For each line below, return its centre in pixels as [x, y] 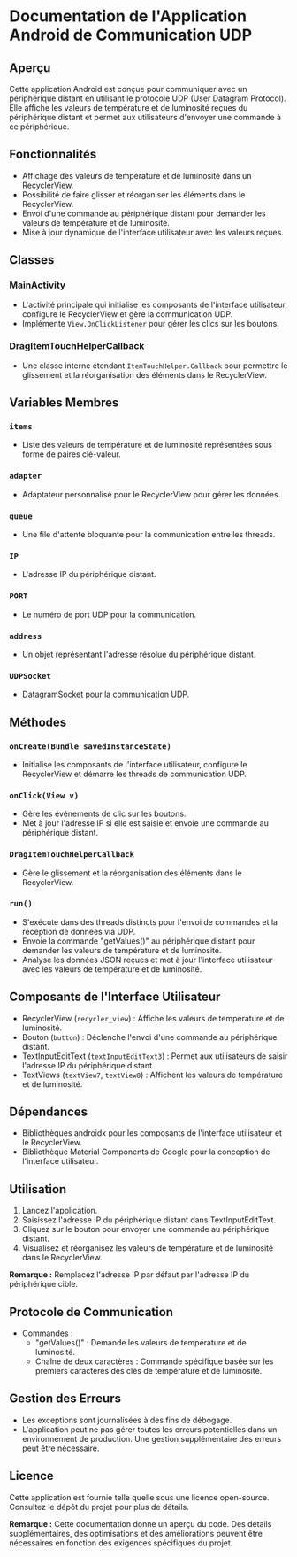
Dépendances [49, 1112]
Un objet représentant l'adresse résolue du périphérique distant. [139, 654]
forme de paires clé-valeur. [71, 454]
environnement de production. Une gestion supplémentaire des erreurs [152, 1438]
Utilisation [38, 1189]
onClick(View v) [44, 795]
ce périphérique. [39, 127]
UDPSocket [30, 676]
